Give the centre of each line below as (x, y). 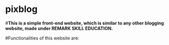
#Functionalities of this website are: (42, 38)
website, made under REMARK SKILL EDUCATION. (59, 28)
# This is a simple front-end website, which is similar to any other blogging (85, 23)
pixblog (22, 9)
